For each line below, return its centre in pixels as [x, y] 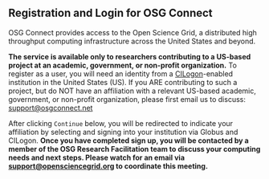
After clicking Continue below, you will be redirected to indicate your [121, 123]
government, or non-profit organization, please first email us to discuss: [127, 99]
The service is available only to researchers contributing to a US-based [130, 56]
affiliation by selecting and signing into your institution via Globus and [123, 132]
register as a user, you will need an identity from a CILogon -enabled [121, 73]
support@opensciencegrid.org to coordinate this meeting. [108, 166]
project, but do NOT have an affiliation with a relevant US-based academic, [132, 91]
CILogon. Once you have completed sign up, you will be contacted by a [128, 140]
